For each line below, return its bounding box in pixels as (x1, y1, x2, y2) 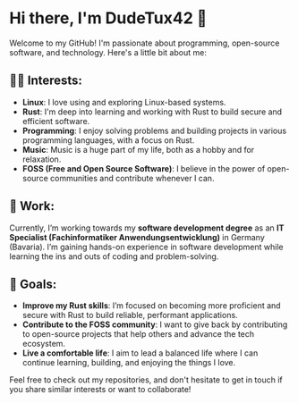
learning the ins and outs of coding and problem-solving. (9, 250, 219, 262)
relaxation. (21, 154, 62, 164)
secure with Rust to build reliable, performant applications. (21, 310, 239, 321)
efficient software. (21, 115, 90, 126)
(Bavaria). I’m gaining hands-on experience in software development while (9, 241, 284, 252)
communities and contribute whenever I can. (49, 172, 215, 183)
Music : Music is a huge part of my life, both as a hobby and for (21, 144, 255, 155)
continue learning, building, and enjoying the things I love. (21, 357, 236, 368)
